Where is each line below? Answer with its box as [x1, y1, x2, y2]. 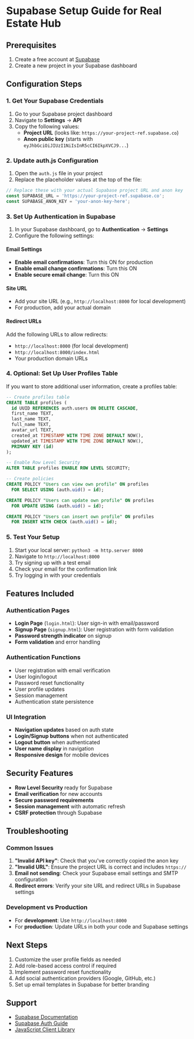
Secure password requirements [14, 797, 94, 804]
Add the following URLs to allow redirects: [6, 330, 108, 337]
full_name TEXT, [11, 422, 51, 428]
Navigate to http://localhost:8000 [14, 553, 100, 560]
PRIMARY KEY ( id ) [11, 444, 54, 450]
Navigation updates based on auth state [14, 726, 114, 733]
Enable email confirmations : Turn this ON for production [14, 258, 153, 266]
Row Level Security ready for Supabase [14, 784, 113, 791]
